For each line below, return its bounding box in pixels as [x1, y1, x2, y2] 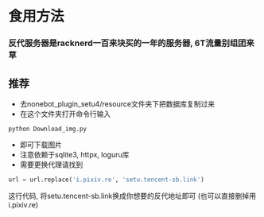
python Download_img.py [8, 125, 87, 133]
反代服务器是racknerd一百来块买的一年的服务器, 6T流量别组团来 [8, 37, 254, 48]
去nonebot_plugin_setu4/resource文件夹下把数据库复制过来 [19, 99, 215, 108]
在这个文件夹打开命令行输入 [19, 109, 111, 118]
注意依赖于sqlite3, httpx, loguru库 [19, 149, 130, 159]
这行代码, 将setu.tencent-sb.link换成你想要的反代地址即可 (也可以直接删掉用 [8, 191, 257, 200]
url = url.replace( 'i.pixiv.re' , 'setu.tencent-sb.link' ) [8, 176, 204, 184]
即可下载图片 [19, 140, 62, 149]
